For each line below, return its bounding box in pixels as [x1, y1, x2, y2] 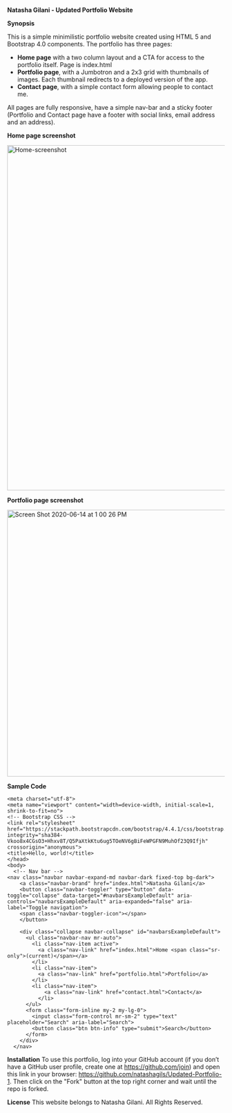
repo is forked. [7, 1085, 49, 1093]
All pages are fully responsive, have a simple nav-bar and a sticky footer [7, 104, 213, 111]
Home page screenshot [7, 131, 76, 139]
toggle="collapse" [7, 892, 60, 899]
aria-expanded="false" [109, 898, 175, 905]
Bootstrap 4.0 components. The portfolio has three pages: [7, 40, 173, 48]
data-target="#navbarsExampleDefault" [62, 892, 175, 899]
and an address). [7, 118, 55, 126]
